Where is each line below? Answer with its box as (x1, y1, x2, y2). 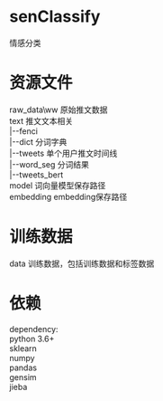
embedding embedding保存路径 (9, 191, 128, 202)
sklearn (9, 342, 38, 354)
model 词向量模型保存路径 (9, 179, 106, 191)
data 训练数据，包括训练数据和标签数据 (9, 258, 155, 269)
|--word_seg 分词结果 (9, 158, 90, 169)
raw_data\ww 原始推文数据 (9, 104, 108, 115)
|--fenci (9, 125, 39, 137)
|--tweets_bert (9, 169, 64, 180)
